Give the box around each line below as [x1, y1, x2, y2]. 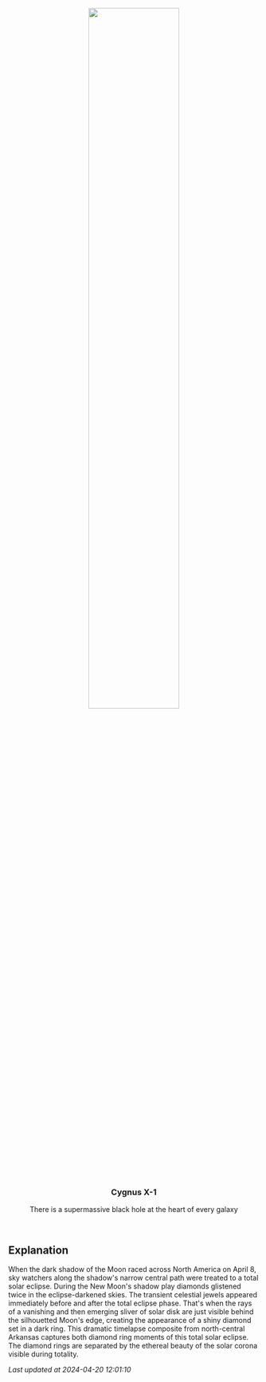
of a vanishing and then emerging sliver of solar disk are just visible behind [8, 1307, 254, 1317]
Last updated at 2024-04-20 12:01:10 [8, 1365, 131, 1375]
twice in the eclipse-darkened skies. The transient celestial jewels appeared [8, 1290, 257, 1300]
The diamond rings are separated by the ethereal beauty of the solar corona [8, 1341, 258, 1351]
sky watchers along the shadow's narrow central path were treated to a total [8, 1273, 259, 1283]
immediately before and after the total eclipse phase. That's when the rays [8, 1298, 252, 1309]
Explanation [8, 1243, 69, 1257]
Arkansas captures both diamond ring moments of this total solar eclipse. [8, 1333, 249, 1342]
